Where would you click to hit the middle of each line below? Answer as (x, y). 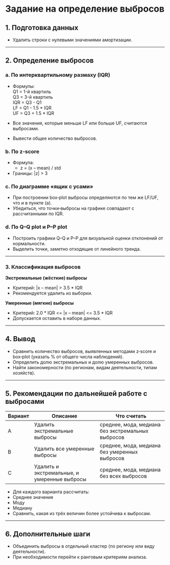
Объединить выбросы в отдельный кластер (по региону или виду (83, 546)
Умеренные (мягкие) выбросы (40, 303)
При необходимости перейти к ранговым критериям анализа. (80, 557)
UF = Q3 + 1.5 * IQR (33, 113)
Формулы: (24, 86)
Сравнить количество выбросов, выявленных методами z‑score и (84, 351)
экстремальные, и (57, 472)
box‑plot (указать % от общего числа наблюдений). (68, 356)
